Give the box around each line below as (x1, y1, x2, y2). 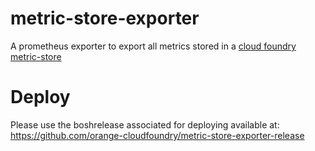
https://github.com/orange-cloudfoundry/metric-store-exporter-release (10, 129, 305, 141)
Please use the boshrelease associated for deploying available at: (10, 118, 280, 131)
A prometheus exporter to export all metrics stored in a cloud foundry (10, 40, 297, 52)
